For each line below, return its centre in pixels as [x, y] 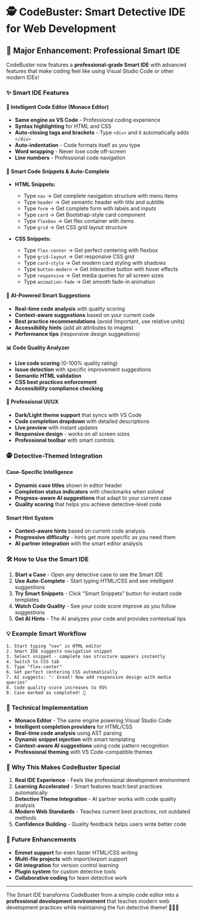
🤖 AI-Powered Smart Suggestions [48, 295]
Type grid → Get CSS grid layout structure [75, 227]
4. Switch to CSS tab [33, 662]
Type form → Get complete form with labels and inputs [90, 209]
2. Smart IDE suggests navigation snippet [59, 651]
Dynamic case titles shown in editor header [68, 485]
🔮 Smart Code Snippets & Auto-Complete [58, 171]
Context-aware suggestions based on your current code [85, 315]
